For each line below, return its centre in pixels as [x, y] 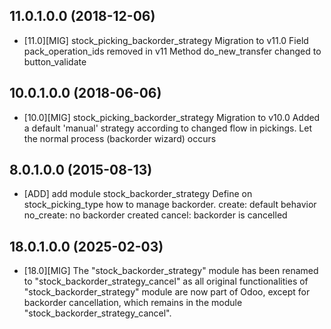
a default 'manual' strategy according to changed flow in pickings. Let [168, 128]
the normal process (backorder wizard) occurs [120, 138]
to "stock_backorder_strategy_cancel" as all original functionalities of [166, 281]
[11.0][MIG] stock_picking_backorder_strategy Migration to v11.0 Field [166, 40]
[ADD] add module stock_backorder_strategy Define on [138, 194]
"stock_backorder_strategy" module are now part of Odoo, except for [167, 292]
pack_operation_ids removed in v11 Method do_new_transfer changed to [172, 51]
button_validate [55, 61]
